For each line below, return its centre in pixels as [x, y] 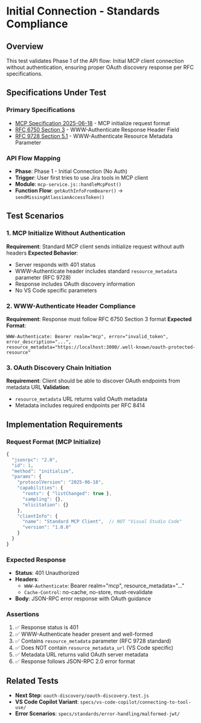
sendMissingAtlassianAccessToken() [60, 197]
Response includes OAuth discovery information [75, 284]
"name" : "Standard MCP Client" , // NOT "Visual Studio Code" [102, 522]
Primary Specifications [41, 110]
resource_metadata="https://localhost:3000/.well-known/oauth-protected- [101, 347]
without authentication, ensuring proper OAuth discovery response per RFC [100, 67]
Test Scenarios [35, 216]
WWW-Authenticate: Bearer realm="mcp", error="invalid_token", [88, 336]
